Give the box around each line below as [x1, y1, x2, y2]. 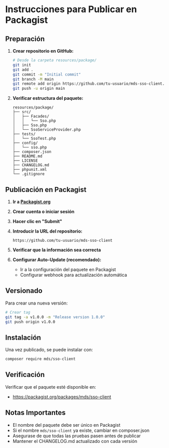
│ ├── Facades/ [12, 114, 50, 119]
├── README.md [12, 154, 43, 159]
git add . [12, 67, 34, 72]
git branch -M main [12, 77, 54, 82]
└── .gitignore [12, 171, 45, 177]
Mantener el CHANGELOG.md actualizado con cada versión [12, 438, 138, 444]
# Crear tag [5, 310, 30, 315]
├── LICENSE [12, 158, 38, 163]
